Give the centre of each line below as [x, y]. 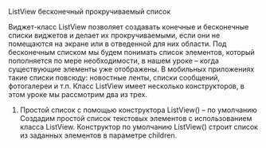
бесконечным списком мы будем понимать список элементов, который [131, 52]
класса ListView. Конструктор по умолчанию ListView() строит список [139, 127]
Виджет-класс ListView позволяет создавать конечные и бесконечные [129, 27]
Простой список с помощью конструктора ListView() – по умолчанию [138, 110]
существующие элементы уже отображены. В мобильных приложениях [131, 69]
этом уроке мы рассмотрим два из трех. [78, 94]
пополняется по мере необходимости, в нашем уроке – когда [113, 60]
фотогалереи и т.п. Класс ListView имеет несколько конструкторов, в [126, 86]
